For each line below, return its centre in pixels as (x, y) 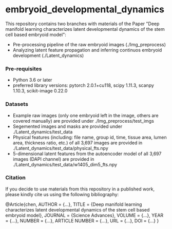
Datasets (17, 104)
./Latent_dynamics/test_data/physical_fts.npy (61, 148)
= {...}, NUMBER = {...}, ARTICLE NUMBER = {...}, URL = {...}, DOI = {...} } (82, 221)
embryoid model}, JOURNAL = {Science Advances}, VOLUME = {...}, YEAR (84, 215)
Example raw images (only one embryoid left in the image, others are (85, 115)
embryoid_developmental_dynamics (85, 9)
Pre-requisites (24, 69)
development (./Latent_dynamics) (48, 55)
